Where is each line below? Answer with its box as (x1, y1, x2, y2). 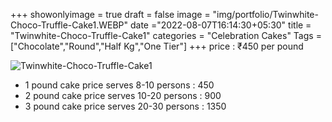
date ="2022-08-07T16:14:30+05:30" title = (129, 19, 312, 31)
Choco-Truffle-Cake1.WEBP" (10, 19, 129, 31)
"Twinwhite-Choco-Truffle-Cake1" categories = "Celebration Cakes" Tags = (10, 30, 322, 41)
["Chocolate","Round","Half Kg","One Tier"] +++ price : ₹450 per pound (10, 40, 304, 52)
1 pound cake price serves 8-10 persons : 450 (24, 79, 215, 91)
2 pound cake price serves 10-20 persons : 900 (24, 90, 222, 101)
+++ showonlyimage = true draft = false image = (10, 9, 211, 20)
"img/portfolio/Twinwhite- (212, 9, 319, 20)
